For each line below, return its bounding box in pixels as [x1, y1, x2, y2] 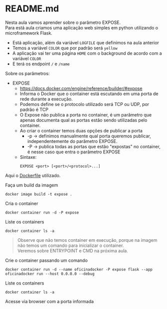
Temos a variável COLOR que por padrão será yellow [12, 45, 118, 51]
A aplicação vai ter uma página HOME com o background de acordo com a [12, 50, 162, 56]
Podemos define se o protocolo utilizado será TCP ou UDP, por [19, 101, 150, 107]
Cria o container [5, 200, 38, 206]
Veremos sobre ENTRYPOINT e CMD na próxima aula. [17, 247, 128, 254]
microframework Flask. [5, 30, 52, 36]
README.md [5, 3, 59, 14]
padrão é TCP [19, 106, 49, 112]
